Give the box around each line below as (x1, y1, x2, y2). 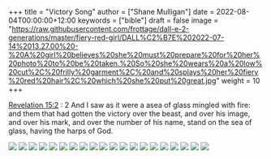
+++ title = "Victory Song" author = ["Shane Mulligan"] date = (8, 7, 215, 16)
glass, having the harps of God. (8, 126, 114, 135)
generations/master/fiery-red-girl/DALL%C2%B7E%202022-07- (8, 32, 225, 42)
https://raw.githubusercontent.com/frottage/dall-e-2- (11, 24, 190, 33)
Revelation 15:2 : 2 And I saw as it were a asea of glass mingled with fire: (8, 101, 251, 110)
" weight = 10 (216, 76, 260, 85)
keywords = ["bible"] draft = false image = (77, 15, 219, 25)
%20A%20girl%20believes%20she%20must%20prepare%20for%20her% (8, 50, 260, 59)
